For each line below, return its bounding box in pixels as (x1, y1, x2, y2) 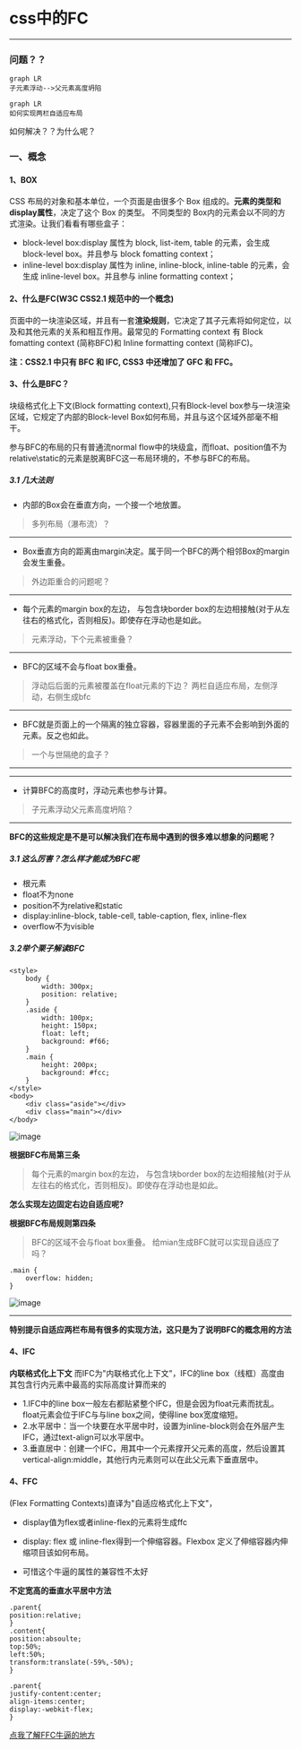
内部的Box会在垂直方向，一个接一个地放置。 (21, 499, 186, 510)
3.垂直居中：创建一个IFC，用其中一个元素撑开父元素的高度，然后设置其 (21, 1443, 286, 1453)
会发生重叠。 (21, 556, 70, 567)
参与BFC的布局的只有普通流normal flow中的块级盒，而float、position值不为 (9, 441, 288, 452)
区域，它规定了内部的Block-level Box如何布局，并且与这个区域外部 (9, 411, 255, 422)
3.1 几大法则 (9, 475, 54, 486)
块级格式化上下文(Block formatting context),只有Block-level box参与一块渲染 (9, 400, 291, 410)
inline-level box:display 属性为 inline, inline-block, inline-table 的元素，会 (21, 260, 290, 271)
